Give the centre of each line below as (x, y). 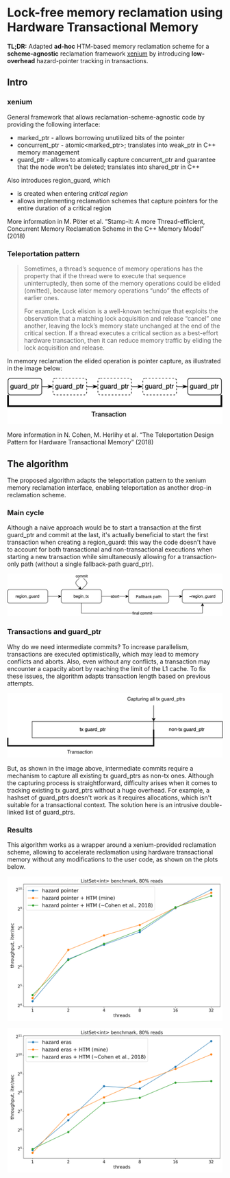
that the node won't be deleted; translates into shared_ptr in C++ (108, 167)
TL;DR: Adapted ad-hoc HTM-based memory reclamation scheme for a (108, 46)
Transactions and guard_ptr (54, 632)
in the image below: (35, 368)
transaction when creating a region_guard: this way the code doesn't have (112, 542)
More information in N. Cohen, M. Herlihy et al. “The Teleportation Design (111, 435)
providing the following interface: (54, 124)
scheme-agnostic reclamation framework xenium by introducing (99, 54)
